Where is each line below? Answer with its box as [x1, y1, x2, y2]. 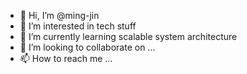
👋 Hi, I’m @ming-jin [19, 10, 100, 21]
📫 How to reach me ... [19, 53, 113, 64]
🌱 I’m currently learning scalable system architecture [19, 31, 238, 42]
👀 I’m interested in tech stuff [19, 20, 137, 32]
